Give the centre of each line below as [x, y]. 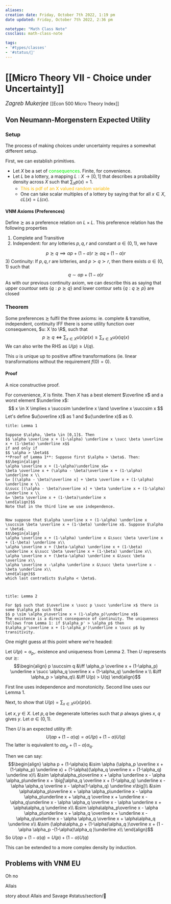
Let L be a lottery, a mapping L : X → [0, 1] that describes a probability [86, 176]
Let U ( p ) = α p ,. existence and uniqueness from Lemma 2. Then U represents [86, 652]
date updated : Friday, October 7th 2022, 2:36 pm [59, 19]
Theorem [17, 307]
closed [12, 294]
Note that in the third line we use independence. [60, 506]
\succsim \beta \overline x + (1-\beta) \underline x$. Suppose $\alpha [84, 524]
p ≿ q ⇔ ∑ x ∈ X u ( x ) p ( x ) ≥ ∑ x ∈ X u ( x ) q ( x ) [86, 338]
